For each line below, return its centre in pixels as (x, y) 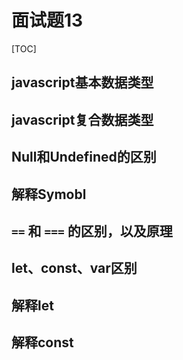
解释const (42, 342)
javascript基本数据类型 (82, 82)
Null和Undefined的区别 (84, 157)
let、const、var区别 (74, 268)
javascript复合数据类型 (82, 119)
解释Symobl (49, 194)
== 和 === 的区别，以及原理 (92, 231)
